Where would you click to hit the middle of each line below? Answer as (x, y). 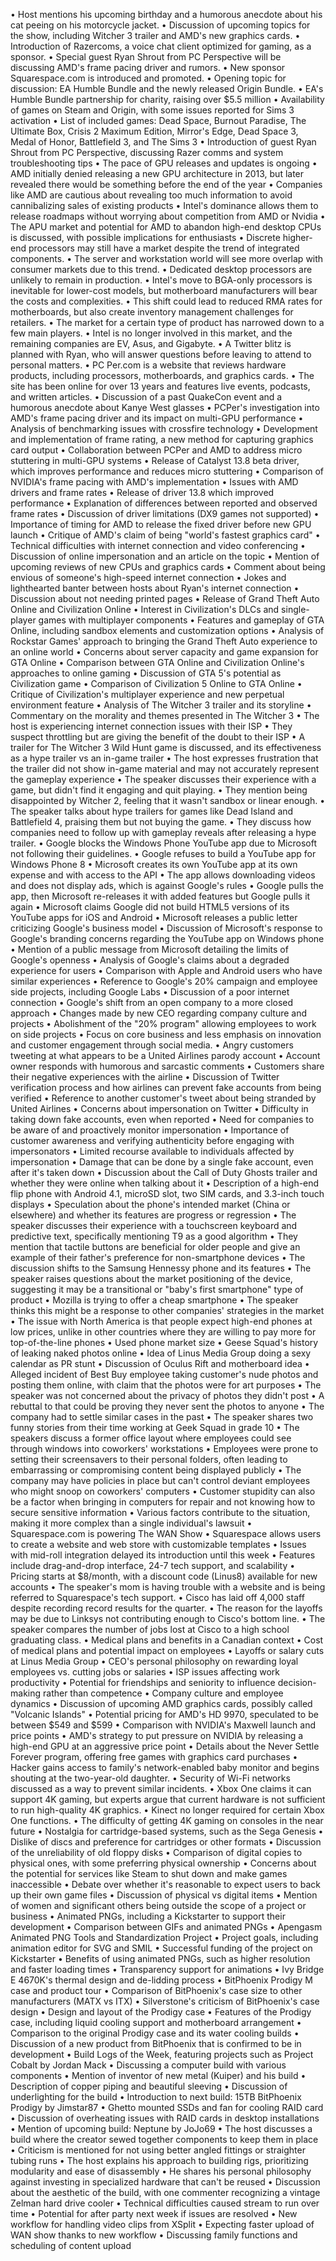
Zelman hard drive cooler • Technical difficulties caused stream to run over (165, 2203)
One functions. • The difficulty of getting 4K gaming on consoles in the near (167, 1820)
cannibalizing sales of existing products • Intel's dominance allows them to (164, 205)
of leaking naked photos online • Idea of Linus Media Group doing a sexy (161, 1353)
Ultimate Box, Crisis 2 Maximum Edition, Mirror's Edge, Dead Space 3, (154, 131)
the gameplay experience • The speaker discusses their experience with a (163, 779)
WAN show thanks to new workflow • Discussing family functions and (154, 2235)
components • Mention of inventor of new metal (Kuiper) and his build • (158, 2075)
